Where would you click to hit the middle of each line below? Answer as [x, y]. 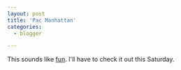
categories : [24, 27]
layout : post [26, 14]
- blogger [28, 33]
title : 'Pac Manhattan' [42, 20]
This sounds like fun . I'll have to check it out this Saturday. [91, 59]
